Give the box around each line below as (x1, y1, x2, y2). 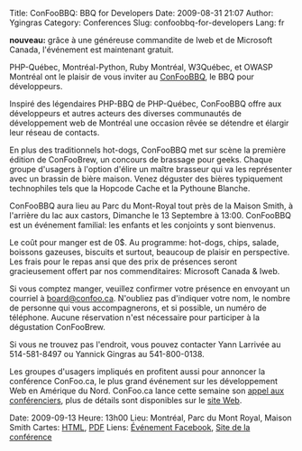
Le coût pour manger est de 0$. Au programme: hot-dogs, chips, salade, (9, 237, 279, 247)
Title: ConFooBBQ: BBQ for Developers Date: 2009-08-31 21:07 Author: (9, 8, 274, 18)
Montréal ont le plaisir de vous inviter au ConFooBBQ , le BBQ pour (9, 71, 254, 82)
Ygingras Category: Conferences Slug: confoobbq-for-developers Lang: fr (9, 17, 285, 28)
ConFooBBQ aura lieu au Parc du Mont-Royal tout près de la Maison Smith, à (9, 200, 294, 211)
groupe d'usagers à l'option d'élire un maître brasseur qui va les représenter (9, 164, 293, 174)
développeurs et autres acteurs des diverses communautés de (9, 108, 242, 118)
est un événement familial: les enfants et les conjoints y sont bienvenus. (9, 220, 277, 230)
